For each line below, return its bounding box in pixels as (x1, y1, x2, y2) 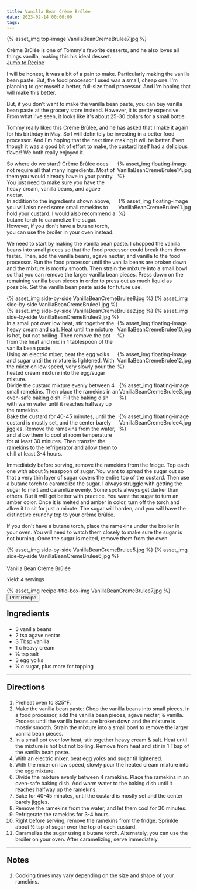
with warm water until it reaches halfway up (6, 401, 112, 408)
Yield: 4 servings (6, 577, 44, 583)
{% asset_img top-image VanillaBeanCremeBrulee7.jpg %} (6, 36, 147, 43)
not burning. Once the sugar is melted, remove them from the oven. (6, 535, 169, 542)
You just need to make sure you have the (6, 179, 105, 186)
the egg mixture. (15, 767, 55, 775)
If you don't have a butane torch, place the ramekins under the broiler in (6, 523, 180, 530)
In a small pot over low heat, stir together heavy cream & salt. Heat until (15, 736, 188, 743)
